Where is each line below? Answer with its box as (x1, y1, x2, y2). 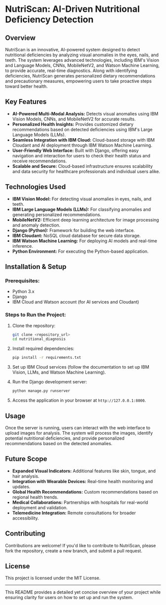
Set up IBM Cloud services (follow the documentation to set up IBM (12, 364, 150, 370)
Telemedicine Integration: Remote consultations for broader (12, 510, 136, 516)
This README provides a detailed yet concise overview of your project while (5, 589, 161, 595)
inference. (12, 243, 34, 249)
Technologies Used (5, 183, 66, 191)
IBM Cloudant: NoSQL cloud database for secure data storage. (12, 232, 141, 238)
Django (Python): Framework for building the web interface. (12, 227, 135, 233)
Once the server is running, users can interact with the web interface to (5, 424, 151, 430)
